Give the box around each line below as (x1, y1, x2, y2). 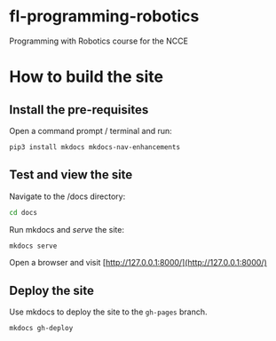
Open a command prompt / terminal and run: (9, 125, 173, 136)
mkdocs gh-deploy (9, 324, 74, 333)
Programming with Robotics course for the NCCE (9, 36, 189, 46)
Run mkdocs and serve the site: (9, 224, 124, 234)
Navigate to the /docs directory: (9, 191, 126, 202)
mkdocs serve (9, 242, 58, 250)
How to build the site (9, 67, 164, 87)
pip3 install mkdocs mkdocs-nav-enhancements (9, 142, 180, 152)
